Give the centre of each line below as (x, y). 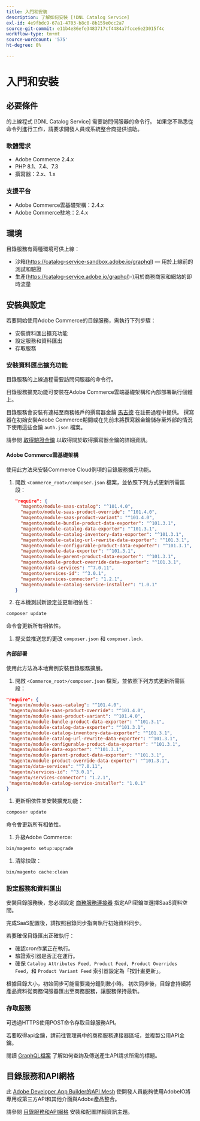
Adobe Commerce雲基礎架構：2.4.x (59, 205)
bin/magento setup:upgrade (40, 849)
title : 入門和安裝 (27, 12)
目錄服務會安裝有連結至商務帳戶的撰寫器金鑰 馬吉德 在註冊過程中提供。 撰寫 (100, 412)
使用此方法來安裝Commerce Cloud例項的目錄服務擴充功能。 (80, 469)
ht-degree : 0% (24, 46)
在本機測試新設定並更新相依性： (54, 602)
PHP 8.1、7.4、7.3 (37, 167)
